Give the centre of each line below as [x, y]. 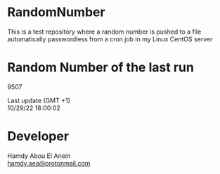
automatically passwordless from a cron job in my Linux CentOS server [110, 39]
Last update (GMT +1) [39, 100]
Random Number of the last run [101, 68]
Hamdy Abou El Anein [39, 156]
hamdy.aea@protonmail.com [49, 163]
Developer [38, 136]
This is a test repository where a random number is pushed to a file [104, 32]
